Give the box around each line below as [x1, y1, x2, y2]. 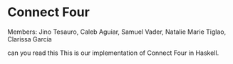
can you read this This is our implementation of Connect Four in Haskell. [7, 49, 219, 57]
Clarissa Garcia [7, 34, 52, 43]
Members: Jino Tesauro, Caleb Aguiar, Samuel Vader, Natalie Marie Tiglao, [7, 27, 227, 36]
